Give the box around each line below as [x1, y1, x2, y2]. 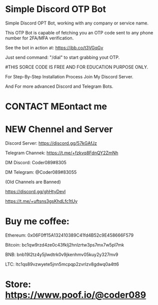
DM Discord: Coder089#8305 [5, 160, 66, 166]
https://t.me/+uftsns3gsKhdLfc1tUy [5, 198, 78, 204]
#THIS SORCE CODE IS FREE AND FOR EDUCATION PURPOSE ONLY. [5, 64, 148, 70]
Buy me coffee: [5, 216, 70, 227]
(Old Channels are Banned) [5, 179, 61, 185]
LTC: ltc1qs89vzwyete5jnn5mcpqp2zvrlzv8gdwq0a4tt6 [5, 261, 119, 267]
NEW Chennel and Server [5, 124, 113, 135]
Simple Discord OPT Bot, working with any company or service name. [5, 20, 149, 26]
